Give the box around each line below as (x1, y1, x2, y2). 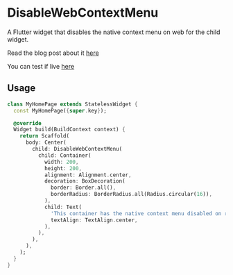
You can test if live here (7, 62, 75, 70)
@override (13, 119, 42, 126)
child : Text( (44, 203, 82, 210)
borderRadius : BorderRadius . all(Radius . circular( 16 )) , (51, 191, 213, 198)
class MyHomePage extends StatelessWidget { (7, 101, 138, 108)
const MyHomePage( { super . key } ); (13, 107, 107, 114)
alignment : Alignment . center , (44, 172, 132, 178)
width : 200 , (44, 158, 79, 165)
